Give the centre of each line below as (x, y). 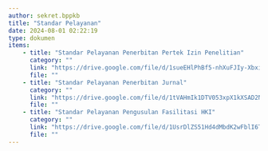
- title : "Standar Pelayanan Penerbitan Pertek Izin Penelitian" (134, 53)
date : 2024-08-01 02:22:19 (53, 30)
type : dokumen (32, 38)
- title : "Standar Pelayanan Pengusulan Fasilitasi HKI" (119, 113)
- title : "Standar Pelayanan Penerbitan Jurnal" (105, 82)
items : (19, 46)
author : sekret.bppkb (44, 16)
